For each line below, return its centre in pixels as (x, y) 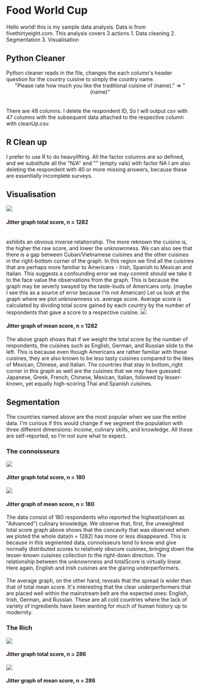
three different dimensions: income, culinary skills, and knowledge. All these (99, 429)
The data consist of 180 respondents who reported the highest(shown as (96, 517)
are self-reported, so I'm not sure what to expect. (66, 436)
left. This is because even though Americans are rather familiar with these (97, 352)
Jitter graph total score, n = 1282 (47, 222)
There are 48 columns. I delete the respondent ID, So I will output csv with (97, 110)
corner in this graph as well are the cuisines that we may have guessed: (94, 371)
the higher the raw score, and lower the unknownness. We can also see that (99, 248)
